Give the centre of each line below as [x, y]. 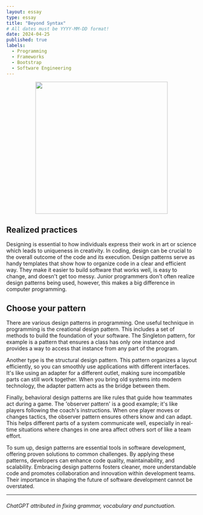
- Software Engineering [41, 68]
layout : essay [24, 12]
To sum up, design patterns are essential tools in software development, [96, 448]
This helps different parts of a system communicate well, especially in [93, 423]
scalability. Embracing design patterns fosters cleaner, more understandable [101, 467]
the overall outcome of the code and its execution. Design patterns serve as [101, 257]
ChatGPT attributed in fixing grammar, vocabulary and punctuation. [91, 505]
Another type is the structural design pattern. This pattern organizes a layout [101, 360]
